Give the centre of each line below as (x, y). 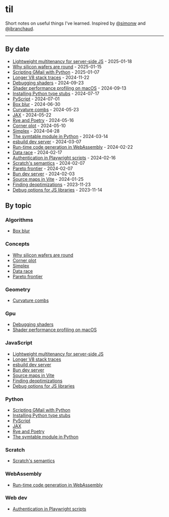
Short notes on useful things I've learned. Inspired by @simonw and (75, 23)
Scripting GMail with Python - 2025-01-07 (56, 72)
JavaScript (19, 343)
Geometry (18, 289)
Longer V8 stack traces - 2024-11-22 (51, 77)
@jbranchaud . (20, 28)
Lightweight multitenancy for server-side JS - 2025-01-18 (72, 61)
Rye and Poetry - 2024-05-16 (43, 120)
